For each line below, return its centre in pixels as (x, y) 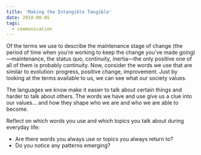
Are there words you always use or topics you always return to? (94, 139)
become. (17, 109)
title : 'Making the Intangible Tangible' (59, 12)
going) (187, 53)
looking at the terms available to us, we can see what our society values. (97, 78)
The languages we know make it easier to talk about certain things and (94, 90)
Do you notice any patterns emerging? (62, 145)
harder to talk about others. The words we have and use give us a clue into (99, 96)
